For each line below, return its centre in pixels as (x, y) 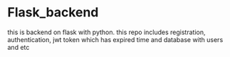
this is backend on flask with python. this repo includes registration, (106, 32)
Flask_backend (53, 12)
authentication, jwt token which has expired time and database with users (115, 39)
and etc (19, 47)
